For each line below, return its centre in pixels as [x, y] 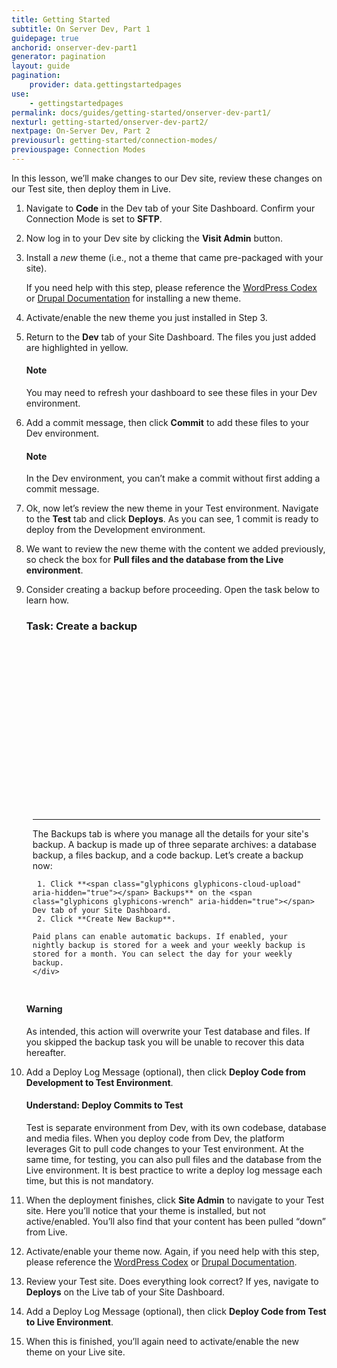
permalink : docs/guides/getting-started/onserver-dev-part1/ [141, 112]
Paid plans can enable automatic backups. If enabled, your [160, 937]
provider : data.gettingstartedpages [106, 85]
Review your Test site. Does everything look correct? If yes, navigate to [172, 1281]
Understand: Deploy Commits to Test [104, 1105]
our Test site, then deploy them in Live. [91, 188]
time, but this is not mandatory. [89, 1180]
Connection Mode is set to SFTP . [94, 218]
